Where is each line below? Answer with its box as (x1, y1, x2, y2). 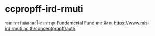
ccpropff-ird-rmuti (5, 3, 83, 15)
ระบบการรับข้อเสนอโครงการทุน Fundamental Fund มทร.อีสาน (5, 20, 113, 26)
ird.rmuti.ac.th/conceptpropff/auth (5, 25, 76, 31)
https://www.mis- (113, 20, 150, 26)
